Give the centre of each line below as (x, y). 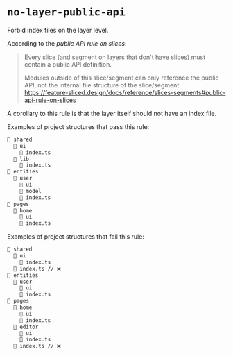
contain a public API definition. (68, 64)
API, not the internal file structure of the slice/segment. (103, 85)
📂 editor (26, 327)
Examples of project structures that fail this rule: (76, 237)
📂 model (31, 191)
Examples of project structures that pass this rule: (78, 126)
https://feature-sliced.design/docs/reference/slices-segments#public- (125, 92)
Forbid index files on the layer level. (58, 30)
